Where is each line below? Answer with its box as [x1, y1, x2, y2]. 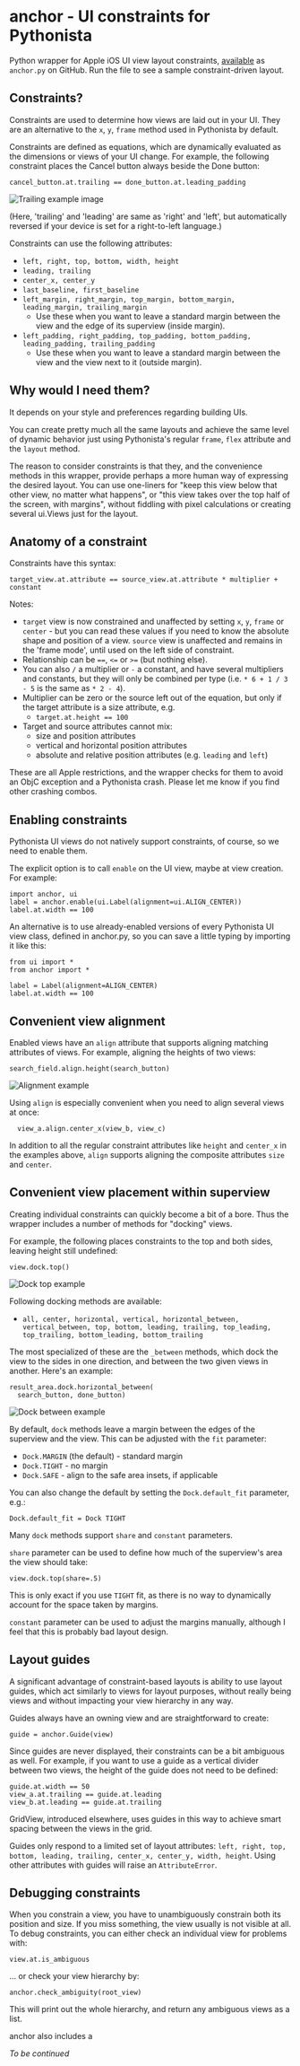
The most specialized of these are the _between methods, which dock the [9, 1346, 279, 1357]
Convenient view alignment [9, 1013, 166, 1029]
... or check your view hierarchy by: [9, 1971, 140, 1982]
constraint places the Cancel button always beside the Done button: [9, 160, 260, 171]
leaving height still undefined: [9, 1245, 118, 1256]
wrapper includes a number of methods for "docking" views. [9, 1218, 233, 1229]
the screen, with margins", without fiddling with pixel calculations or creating [9, 498, 291, 509]
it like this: [9, 941, 47, 951]
